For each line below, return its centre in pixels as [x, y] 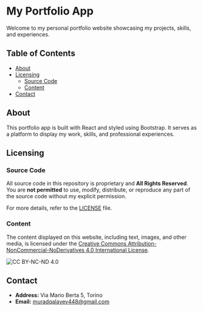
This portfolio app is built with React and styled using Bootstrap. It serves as [101, 127]
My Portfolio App [50, 11]
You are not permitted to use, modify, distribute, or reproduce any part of [98, 190]
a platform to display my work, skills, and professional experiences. [91, 134]
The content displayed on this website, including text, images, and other [96, 237]
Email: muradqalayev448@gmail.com [62, 302]
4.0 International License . [118, 250]
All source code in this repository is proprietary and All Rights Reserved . [97, 184]
